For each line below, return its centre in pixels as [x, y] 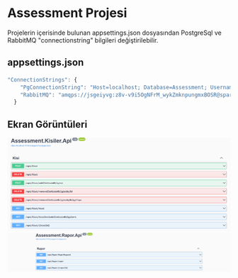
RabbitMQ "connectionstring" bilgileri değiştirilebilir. [83, 40]
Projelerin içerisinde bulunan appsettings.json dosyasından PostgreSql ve [114, 33]
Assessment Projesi [67, 13]
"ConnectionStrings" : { [42, 79]
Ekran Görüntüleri [47, 124]
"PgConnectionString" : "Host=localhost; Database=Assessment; [114, 87]
